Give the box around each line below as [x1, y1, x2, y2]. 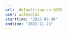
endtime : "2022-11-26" [5, 21, 53, 26]
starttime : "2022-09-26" [5, 16, 58, 21]
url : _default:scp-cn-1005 [5, 7, 62, 12]
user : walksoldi [5, 12, 40, 17]
